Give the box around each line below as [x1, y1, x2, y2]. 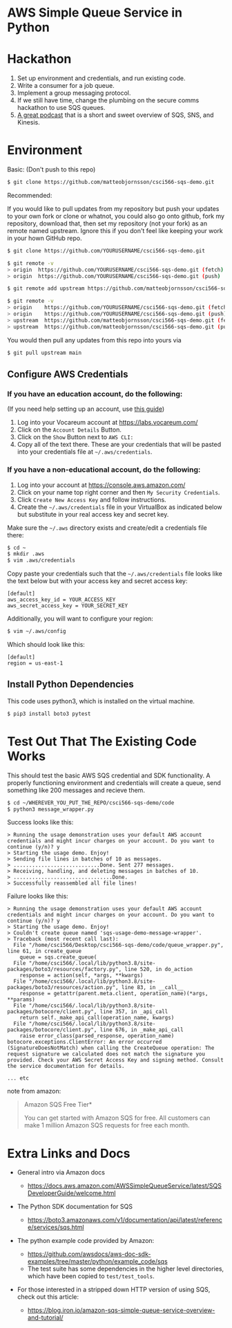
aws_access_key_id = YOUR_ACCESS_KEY [7, 596, 116, 603]
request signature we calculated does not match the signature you [7, 1051, 206, 1058]
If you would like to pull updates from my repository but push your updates [7, 204, 220, 212]
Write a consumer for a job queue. [17, 82, 115, 90]
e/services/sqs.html [27, 1223, 84, 1232]
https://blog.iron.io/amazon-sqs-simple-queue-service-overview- [27, 1306, 215, 1315]
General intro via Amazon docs [17, 1168, 106, 1177]
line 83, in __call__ [121, 984, 184, 991]
